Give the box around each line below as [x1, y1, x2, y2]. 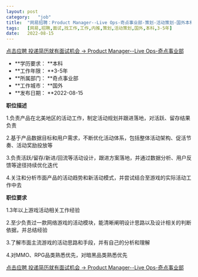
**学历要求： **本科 [14, 60, 63, 67]
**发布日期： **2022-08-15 [14, 90, 84, 97]
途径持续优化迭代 [16, 161, 58, 169]
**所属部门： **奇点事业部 [14, 75, 78, 82]
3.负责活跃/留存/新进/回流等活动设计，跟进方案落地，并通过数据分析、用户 [6, 154, 187, 161]
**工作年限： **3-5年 [14, 67, 68, 74]
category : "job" [6, 14, 51, 20]
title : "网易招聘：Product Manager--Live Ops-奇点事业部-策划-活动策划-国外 [6, 19, 186, 25]
